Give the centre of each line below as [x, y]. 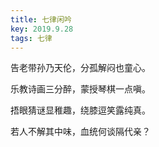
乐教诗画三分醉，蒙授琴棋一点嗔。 [80, 89]
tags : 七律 [31, 38]
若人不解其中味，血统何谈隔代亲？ [80, 132]
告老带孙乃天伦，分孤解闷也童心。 [80, 68]
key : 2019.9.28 [42, 29]
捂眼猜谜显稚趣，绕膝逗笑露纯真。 [80, 110]
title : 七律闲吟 [41, 19]
